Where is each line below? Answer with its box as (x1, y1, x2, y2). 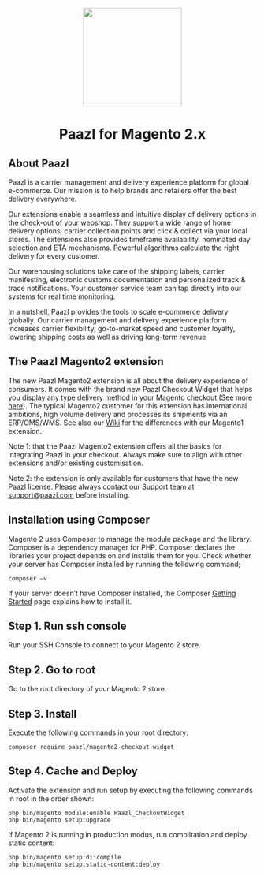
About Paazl (8, 156, 69, 170)
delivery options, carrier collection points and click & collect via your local (8, 226, 248, 236)
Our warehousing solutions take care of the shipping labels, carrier (8, 267, 225, 276)
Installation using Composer (8, 513, 150, 527)
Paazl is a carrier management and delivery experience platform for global (8, 177, 250, 187)
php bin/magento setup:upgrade (8, 816, 111, 824)
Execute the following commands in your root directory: (8, 728, 189, 737)
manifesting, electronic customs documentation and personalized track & (8, 275, 246, 284)
